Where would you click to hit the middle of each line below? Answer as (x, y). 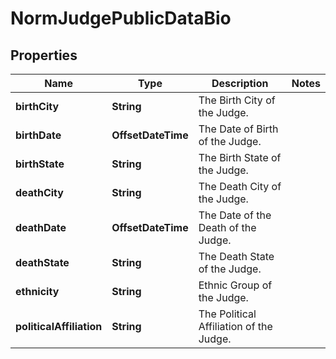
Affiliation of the (235, 326)
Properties (44, 55)
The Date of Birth (238, 129)
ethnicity (37, 291)
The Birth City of (237, 100)
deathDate (41, 227)
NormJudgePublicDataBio (121, 18)
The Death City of (240, 186)
